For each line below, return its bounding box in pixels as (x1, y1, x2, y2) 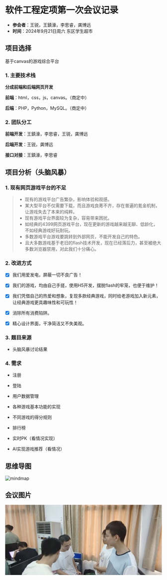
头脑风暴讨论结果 (12, 346, 48, 352)
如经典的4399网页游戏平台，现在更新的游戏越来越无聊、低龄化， (24, 221, 158, 227)
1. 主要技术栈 (5, 72, 36, 78)
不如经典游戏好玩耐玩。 (24, 227, 73, 233)
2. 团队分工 (5, 119, 32, 126)
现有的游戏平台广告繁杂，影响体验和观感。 (24, 197, 112, 203)
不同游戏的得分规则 (12, 414, 52, 420)
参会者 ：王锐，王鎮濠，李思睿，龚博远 (12, 22, 91, 28)
